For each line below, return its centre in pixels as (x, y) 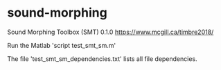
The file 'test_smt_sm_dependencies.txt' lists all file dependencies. (102, 59)
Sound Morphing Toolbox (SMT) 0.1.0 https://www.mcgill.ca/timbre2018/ (110, 32)
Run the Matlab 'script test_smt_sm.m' (62, 45)
